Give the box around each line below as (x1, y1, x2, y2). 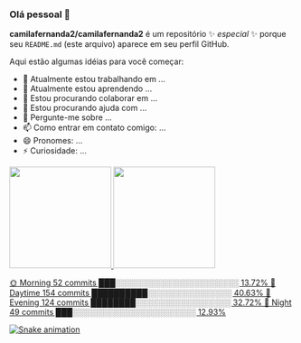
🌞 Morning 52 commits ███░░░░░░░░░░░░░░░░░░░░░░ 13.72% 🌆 (9, 277, 276, 288)
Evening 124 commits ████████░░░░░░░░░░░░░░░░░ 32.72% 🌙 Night (9, 297, 292, 308)
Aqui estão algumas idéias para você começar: (9, 56, 184, 67)
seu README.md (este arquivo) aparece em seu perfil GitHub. (9, 39, 230, 50)
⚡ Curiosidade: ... (22, 145, 88, 156)
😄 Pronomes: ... (22, 135, 83, 146)
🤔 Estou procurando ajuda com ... (22, 103, 147, 114)
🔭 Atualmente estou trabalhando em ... (22, 74, 165, 85)
